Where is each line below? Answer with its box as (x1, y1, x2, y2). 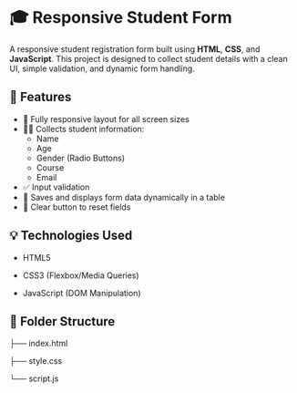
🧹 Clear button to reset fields (22, 202, 131, 212)
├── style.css (9, 356, 63, 367)
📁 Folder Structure (9, 314, 116, 329)
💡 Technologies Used (9, 228, 133, 243)
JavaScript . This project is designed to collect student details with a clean (9, 53, 289, 64)
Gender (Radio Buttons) (36, 152, 126, 163)
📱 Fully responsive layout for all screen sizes (22, 113, 189, 124)
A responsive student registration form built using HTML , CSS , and (9, 43, 261, 55)
